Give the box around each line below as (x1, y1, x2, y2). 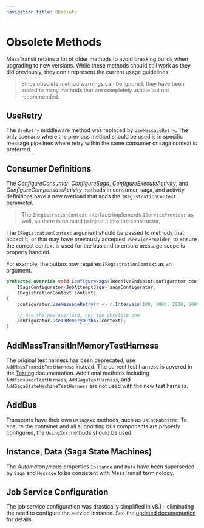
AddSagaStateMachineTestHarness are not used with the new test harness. (6, 383, 188, 389)
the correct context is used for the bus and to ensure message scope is (6, 242, 185, 249)
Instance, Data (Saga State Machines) (6, 446, 152, 457)
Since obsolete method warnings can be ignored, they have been (21, 80, 185, 87)
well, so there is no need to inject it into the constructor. (21, 217, 161, 225)
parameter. (6, 199, 34, 207)
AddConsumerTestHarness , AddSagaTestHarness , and (6, 376, 131, 383)
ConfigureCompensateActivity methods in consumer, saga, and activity (6, 186, 185, 193)
